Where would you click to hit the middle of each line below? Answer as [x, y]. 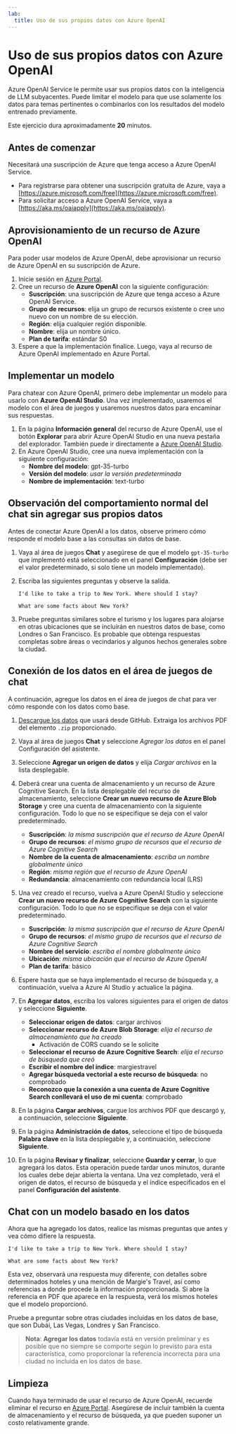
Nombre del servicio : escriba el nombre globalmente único [114, 951]
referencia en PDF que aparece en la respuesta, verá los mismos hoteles [113, 1297]
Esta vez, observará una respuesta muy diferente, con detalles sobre [107, 1274]
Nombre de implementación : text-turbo [86, 481]
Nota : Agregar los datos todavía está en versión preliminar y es [117, 1339]
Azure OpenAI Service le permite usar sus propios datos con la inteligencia [116, 89]
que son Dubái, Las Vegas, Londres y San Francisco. [84, 1325]
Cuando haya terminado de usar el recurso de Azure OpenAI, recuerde [110, 1400]
